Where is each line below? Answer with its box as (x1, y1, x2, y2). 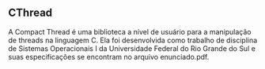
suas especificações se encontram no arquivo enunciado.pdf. (8, 52, 210, 61)
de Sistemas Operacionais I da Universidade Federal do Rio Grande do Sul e (8, 43, 256, 53)
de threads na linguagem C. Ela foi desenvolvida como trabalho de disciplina (8, 35, 258, 45)
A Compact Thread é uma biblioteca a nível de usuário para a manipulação (8, 27, 252, 36)
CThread (8, 6, 53, 20)
